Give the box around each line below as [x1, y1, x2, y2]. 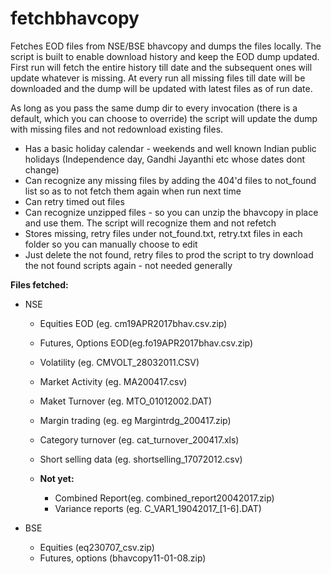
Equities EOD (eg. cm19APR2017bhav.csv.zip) [39, 317, 228, 329]
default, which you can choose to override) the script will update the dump [10, 112, 318, 124]
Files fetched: [10, 278, 69, 291]
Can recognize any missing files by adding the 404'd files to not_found [24, 174, 317, 186]
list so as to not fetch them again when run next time [24, 185, 242, 197]
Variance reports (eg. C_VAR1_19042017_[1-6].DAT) [54, 502, 262, 514]
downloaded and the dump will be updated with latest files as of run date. [10, 82, 313, 94]
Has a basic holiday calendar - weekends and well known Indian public [24, 142, 317, 154]
